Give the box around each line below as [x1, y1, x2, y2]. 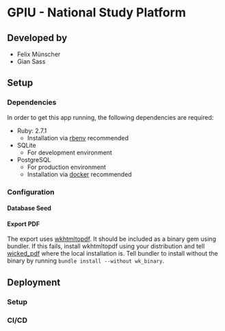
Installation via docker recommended [27, 170, 132, 178]
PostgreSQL [16, 155, 51, 163]
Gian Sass [16, 57, 46, 66]
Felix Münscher [16, 50, 61, 58]
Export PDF [7, 220, 40, 228]
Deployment [7, 276, 61, 288]
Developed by [7, 32, 68, 44]
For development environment [27, 148, 113, 157]
